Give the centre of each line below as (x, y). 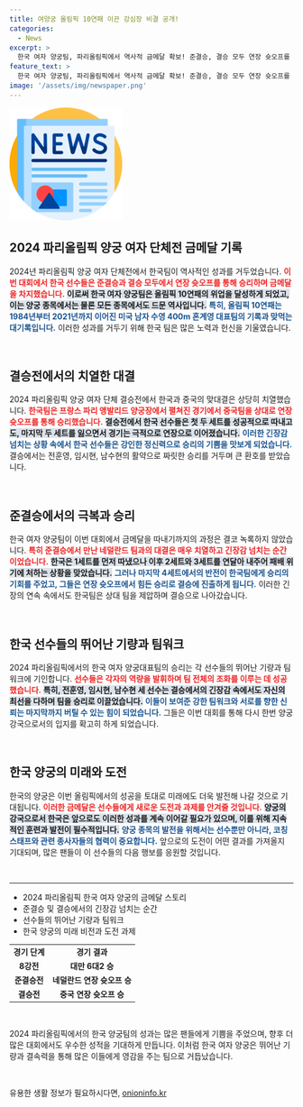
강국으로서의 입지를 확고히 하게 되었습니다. (84, 724)
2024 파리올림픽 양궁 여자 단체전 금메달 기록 (126, 248)
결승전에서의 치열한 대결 (72, 375)
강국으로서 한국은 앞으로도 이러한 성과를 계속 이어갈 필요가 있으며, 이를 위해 (140, 818)
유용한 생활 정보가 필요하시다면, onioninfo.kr (88, 1093)
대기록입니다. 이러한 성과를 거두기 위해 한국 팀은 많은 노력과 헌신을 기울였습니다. (150, 327)
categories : (32, 28)
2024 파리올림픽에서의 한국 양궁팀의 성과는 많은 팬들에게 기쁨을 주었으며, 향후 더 (151, 1033)
